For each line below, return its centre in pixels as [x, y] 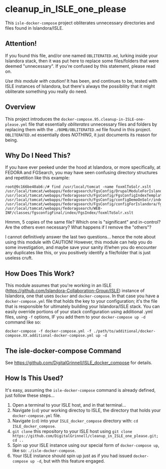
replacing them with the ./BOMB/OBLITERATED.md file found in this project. [78, 129]
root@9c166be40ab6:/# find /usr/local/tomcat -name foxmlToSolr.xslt [78, 187]
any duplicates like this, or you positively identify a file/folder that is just [78, 253]
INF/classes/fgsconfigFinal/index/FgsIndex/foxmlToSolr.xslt [69, 213]
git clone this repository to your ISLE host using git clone [72, 431]
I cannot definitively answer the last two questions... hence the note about [80, 237]
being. [12, 140]
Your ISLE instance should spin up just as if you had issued [72, 456]
